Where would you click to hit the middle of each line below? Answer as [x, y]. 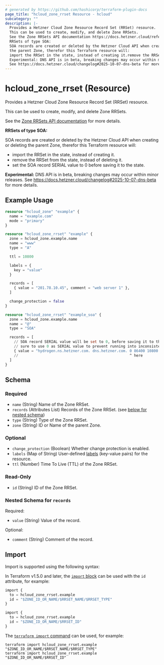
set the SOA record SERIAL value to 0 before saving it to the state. [78, 165]
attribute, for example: [27, 581]
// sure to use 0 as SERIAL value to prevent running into [75, 346]
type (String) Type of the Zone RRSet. [50, 420]
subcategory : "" [21, 19]
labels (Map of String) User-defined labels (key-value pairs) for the [80, 454]
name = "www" [23, 243]
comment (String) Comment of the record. [53, 539]
